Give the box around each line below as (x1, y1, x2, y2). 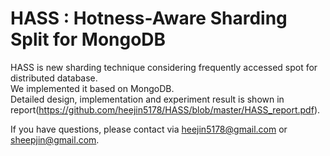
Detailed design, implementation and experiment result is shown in (10, 93, 285, 105)
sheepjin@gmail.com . (10, 133, 100, 146)
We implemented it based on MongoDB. (10, 82, 175, 94)
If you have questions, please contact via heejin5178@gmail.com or (10, 123, 288, 135)
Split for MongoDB (10, 28, 167, 51)
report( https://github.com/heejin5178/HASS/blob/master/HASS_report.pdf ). (10, 103, 321, 116)
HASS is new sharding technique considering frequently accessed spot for (10, 61, 318, 73)
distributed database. (10, 72, 98, 84)
